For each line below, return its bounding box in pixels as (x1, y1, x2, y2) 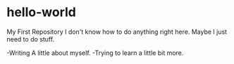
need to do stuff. (6, 34, 55, 43)
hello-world (6, 4, 77, 20)
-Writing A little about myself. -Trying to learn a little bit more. (6, 49, 184, 57)
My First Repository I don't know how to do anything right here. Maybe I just (6, 27, 227, 36)
